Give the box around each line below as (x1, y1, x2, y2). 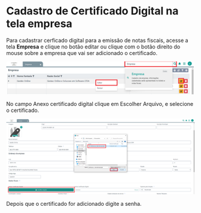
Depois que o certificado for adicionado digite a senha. (6, 200, 142, 207)
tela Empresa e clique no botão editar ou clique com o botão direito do (6, 43, 181, 50)
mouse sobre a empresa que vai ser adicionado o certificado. (6, 49, 157, 56)
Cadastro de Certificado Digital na (6, 4, 179, 18)
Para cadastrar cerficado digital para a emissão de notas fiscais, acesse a (6, 36, 188, 44)
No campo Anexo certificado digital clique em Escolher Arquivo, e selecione (6, 100, 194, 107)
